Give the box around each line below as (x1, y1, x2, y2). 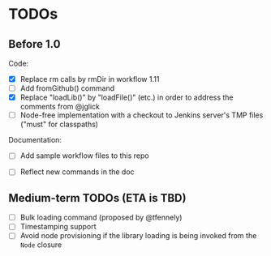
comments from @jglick (19, 102, 100, 112)
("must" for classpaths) (19, 119, 99, 130)
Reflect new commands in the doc (19, 167, 135, 177)
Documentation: (8, 135, 62, 145)
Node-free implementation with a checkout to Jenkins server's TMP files (19, 110, 264, 120)
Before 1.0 (8, 37, 61, 51)
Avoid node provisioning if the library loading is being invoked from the (19, 231, 257, 241)
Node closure (19, 240, 62, 250)
